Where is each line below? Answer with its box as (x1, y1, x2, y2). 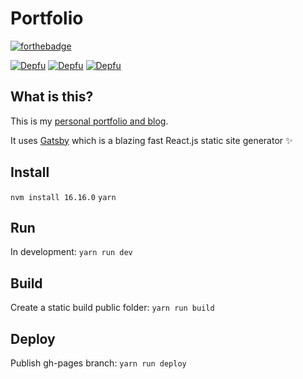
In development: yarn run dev (10, 246, 133, 258)
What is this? (10, 88, 94, 106)
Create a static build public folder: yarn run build (10, 302, 215, 314)
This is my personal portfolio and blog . (10, 115, 169, 127)
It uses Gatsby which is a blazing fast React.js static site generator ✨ (10, 134, 293, 146)
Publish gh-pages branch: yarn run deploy (10, 357, 187, 369)
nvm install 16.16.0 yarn (10, 192, 117, 202)
